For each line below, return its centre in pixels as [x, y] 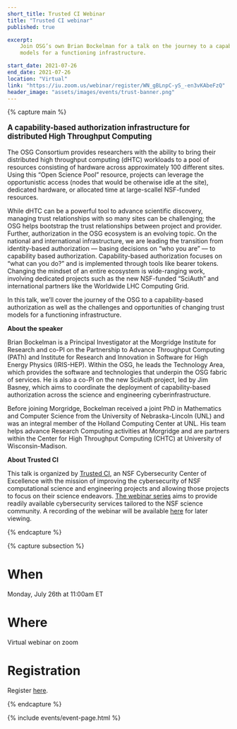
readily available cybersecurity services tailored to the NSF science [105, 503]
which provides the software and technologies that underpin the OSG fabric [117, 372]
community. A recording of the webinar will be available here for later [108, 511]
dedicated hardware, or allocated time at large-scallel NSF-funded [104, 189]
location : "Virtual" [38, 78]
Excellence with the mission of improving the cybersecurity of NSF [104, 481]
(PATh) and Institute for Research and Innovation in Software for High [108, 357]
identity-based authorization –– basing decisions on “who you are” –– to [111, 248]
